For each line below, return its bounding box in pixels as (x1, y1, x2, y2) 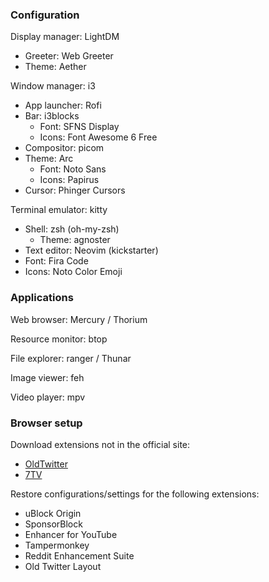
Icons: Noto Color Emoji (24, 266, 123, 278)
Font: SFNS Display (39, 121, 120, 133)
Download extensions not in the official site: (10, 438, 191, 450)
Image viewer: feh (10, 371, 85, 383)
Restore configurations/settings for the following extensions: (10, 488, 260, 500)
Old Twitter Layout (24, 560, 102, 572)
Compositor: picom (24, 142, 105, 154)
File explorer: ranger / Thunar (10, 352, 132, 364)
